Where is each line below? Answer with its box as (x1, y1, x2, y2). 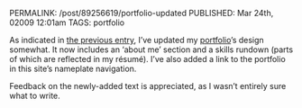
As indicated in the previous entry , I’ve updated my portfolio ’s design (9, 35, 264, 45)
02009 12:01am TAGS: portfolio (9, 17, 124, 28)
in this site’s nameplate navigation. (9, 63, 137, 74)
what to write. (9, 90, 60, 101)
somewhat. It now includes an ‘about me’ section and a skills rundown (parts (9, 44, 294, 55)
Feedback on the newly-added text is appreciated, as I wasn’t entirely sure (9, 81, 287, 91)
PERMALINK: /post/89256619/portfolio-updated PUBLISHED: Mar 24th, (9, 8, 274, 18)
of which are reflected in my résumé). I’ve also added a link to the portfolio (9, 54, 286, 64)
